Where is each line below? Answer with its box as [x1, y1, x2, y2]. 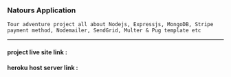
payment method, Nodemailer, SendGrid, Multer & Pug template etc [7, 27, 201, 34]
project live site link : [7, 47, 67, 56]
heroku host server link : [7, 64, 78, 72]
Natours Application [7, 5, 76, 15]
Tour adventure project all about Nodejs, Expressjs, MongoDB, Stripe [7, 21, 214, 28]
